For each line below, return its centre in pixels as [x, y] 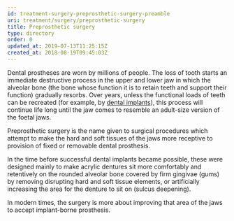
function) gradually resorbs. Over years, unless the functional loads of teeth [116, 94]
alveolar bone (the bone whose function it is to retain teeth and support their [117, 87]
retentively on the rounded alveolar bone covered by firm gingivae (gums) [114, 174]
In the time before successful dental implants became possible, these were [115, 159]
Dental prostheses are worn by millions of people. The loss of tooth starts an [117, 72]
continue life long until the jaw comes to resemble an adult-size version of [114, 110]
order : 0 [20, 40]
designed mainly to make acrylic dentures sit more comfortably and [104, 166]
